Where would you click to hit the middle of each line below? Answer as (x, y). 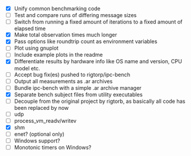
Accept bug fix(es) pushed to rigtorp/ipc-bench (72, 74)
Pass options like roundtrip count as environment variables (86, 41)
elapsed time (30, 28)
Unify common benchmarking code (57, 9)
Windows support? (37, 141)
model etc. (27, 68)
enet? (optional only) (39, 134)
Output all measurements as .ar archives (63, 81)
